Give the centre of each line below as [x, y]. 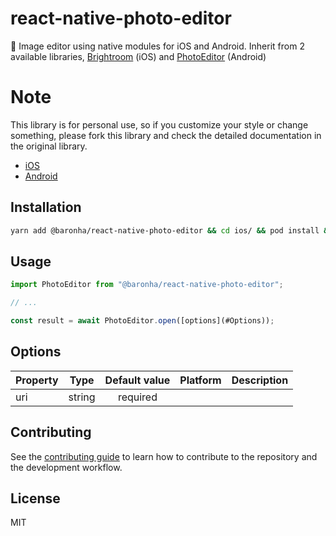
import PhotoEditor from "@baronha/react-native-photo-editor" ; [147, 285]
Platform [200, 380]
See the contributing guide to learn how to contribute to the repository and [164, 456]
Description [260, 380]
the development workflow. [66, 467]
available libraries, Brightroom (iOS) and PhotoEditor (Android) [138, 56]
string [82, 397]
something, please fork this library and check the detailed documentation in [166, 135]
